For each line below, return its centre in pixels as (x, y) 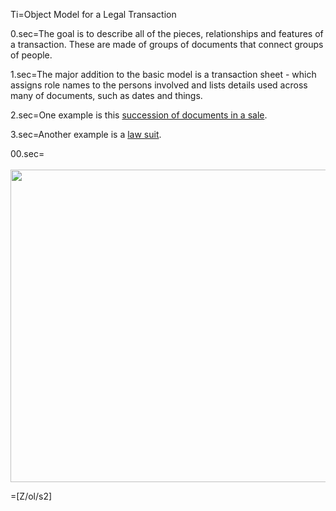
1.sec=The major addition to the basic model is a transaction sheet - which (163, 74)
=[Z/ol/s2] (31, 496)
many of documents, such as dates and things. (106, 95)
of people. (31, 55)
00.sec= (27, 153)
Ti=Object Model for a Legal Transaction (93, 14)
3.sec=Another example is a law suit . (86, 134)
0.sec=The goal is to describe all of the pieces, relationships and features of (167, 33)
